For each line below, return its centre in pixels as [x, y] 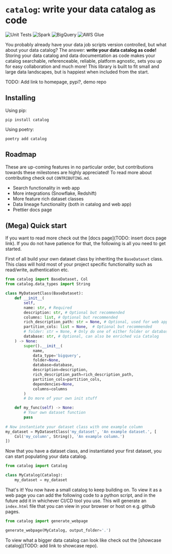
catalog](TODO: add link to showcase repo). [52, 545]
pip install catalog [27, 120]
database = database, [53, 365]
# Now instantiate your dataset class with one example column [74, 427]
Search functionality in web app [46, 188]
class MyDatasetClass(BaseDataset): [44, 293]
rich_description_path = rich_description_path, [83, 375]
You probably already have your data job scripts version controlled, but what [86, 44]
